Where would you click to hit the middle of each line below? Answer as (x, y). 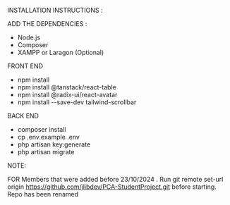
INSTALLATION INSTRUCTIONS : (55, 10)
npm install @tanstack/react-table (67, 87)
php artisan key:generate (54, 144)
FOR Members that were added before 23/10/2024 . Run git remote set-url (115, 179)
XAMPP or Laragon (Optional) (61, 52)
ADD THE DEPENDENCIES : (47, 24)
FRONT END (25, 66)
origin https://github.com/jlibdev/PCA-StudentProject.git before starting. (112, 187)
